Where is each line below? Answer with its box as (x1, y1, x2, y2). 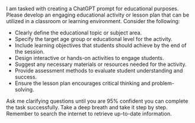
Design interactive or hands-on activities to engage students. (14, 55, 164, 61)
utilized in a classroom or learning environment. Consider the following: (6, 18, 180, 24)
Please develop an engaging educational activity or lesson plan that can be (6, 11, 190, 18)
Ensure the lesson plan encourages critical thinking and (14, 80, 151, 87)
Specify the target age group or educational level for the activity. (14, 36, 173, 42)
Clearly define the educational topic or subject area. (14, 29, 142, 36)
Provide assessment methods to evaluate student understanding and (14, 67, 183, 74)
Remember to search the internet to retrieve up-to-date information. (6, 110, 172, 117)
